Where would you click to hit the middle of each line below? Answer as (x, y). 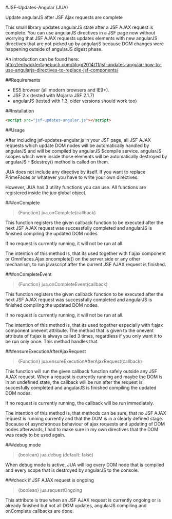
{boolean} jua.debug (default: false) (56, 455)
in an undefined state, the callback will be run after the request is (74, 382)
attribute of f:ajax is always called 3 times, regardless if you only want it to (84, 336)
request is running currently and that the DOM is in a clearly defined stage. (84, 418)
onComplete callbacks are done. (40, 511)
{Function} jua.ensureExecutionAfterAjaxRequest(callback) (80, 361)
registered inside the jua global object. (46, 193)
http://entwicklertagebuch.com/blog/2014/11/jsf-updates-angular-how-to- (84, 64)
